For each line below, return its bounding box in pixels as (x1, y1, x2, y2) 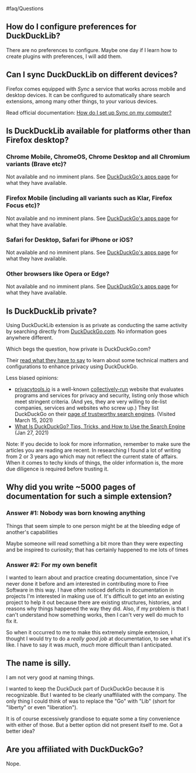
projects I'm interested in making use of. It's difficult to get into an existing (6, 593, 184, 599)
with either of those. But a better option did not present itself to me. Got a (6, 721, 183, 728)
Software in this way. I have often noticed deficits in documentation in (6, 586, 174, 593)
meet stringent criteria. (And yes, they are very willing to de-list (14, 398, 167, 406)
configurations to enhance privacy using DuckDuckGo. (6, 363, 139, 370)
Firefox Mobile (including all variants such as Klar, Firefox (6, 194, 173, 202)
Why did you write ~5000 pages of (6, 482, 136, 492)
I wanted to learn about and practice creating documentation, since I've (6, 574, 178, 581)
